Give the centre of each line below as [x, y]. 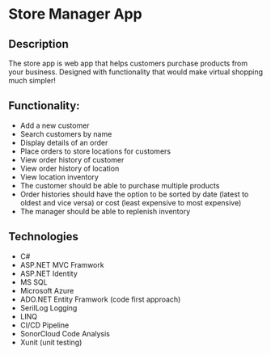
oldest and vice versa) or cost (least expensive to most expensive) [131, 202]
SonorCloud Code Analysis [65, 333]
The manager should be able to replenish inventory [105, 211]
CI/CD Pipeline [44, 325]
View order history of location [70, 168]
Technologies [44, 237]
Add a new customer [55, 125]
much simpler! [32, 80]
